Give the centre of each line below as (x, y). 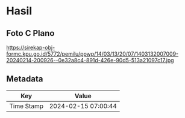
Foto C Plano (30, 33)
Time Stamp (27, 106)
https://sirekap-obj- (31, 47)
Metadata (25, 79)
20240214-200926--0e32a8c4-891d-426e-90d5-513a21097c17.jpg (90, 60)
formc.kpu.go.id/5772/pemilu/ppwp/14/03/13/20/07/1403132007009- (92, 54)
